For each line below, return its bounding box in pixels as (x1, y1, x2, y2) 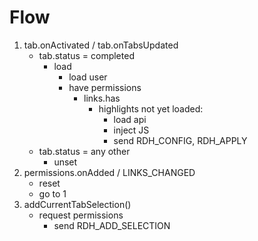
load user (68, 71, 108, 83)
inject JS (113, 124, 150, 136)
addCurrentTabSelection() (23, 198, 132, 210)
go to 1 (38, 187, 67, 200)
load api (113, 113, 147, 125)
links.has (83, 92, 121, 104)
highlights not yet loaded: (98, 102, 204, 115)
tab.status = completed (38, 49, 135, 61)
